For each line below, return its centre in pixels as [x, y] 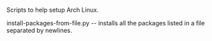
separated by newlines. [39, 30]
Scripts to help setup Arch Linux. [52, 10]
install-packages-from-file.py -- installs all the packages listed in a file [106, 23]
